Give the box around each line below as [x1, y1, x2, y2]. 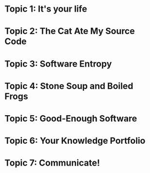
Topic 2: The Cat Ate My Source [4, 26, 135, 37]
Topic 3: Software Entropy [4, 58, 112, 69]
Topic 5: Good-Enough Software [4, 113, 137, 124]
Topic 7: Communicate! [4, 157, 100, 169]
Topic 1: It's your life [4, 3, 87, 15]
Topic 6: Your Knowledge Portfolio [4, 135, 146, 146]
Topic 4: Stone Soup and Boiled [4, 80, 133, 91]
